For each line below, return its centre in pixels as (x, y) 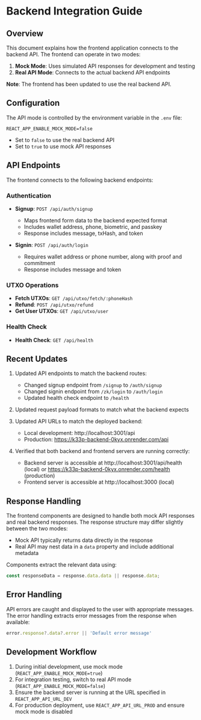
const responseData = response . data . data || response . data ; (83, 576)
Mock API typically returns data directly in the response (84, 540)
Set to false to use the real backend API (65, 140)
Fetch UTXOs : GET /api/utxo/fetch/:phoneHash (74, 298)
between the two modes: (37, 529)
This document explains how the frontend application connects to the (92, 48)
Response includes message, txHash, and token (83, 233)
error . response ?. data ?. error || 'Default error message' (79, 633)
